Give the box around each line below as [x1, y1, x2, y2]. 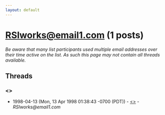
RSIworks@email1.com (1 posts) [5, 29, 144, 41]
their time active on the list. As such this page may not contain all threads [5, 51, 160, 57]
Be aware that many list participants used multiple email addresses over [5, 46, 158, 52]
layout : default [5, 7, 40, 13]
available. [5, 57, 26, 63]
